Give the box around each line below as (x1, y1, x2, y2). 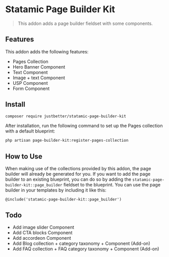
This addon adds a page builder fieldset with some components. (17, 20, 153, 26)
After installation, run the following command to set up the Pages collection (5, 123, 163, 129)
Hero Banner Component (12, 63, 65, 70)
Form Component (12, 85, 50, 91)
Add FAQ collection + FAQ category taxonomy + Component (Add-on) (12, 245, 159, 252)
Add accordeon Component (12, 235, 71, 241)
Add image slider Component (12, 224, 74, 230)
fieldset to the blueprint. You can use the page (63, 182, 161, 188)
